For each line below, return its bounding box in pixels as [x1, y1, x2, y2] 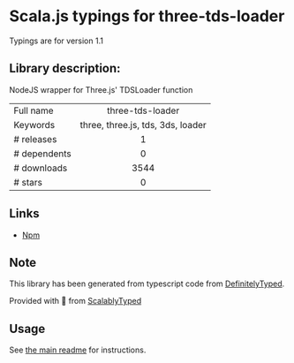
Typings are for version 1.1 [9, 35, 104, 46]
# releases [13, 132, 57, 145]
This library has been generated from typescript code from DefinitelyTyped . [9, 278, 285, 289]
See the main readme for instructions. [9, 344, 147, 355]
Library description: [9, 61, 121, 76]
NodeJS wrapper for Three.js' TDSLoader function [9, 84, 193, 95]
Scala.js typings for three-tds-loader [9, 6, 285, 26]
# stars [13, 176, 42, 188]
